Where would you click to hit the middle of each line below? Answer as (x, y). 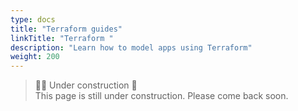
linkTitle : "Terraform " (62, 38)
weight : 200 (35, 57)
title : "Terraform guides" (66, 29)
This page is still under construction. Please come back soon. (161, 96)
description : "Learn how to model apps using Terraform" (131, 47)
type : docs (33, 19)
